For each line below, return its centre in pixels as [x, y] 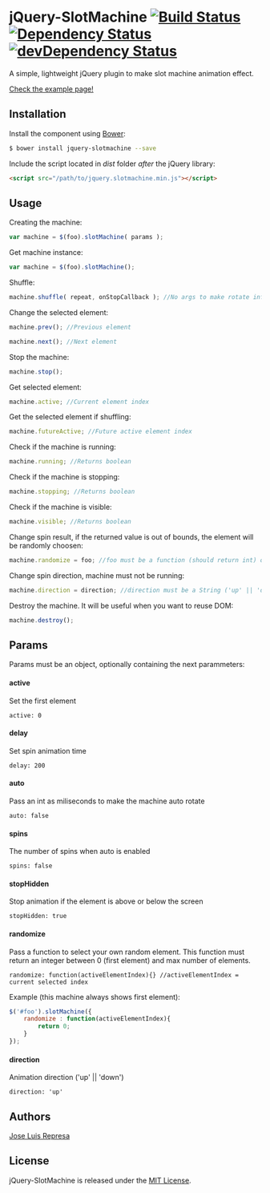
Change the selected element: [59, 312]
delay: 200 [27, 766]
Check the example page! [52, 89]
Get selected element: [46, 387]
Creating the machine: [46, 222]
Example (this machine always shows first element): [95, 997]
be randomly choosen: [46, 545]
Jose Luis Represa [40, 1135]
